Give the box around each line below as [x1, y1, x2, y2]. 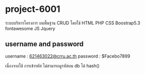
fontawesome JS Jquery [5, 25, 56, 31]
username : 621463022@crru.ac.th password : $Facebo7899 [5, 53, 131, 59]
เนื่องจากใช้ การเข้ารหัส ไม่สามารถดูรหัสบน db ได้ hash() [5, 63, 100, 69]
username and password [5, 40, 84, 48]
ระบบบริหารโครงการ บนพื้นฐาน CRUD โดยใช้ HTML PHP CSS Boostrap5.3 [5, 20, 141, 26]
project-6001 [5, 3, 61, 15]
